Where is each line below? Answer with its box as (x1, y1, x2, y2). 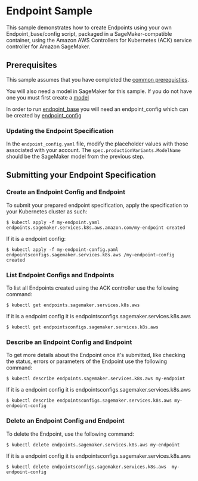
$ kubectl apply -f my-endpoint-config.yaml (6, 246, 119, 253)
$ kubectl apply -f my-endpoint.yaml (6, 219, 100, 225)
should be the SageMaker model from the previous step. (6, 153, 145, 160)
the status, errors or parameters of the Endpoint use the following (6, 358, 168, 365)
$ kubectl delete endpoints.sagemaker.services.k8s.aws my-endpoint (6, 442, 180, 448)
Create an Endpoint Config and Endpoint (6, 188, 125, 196)
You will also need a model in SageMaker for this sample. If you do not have (6, 88, 193, 95)
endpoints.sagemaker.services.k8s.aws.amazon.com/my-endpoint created (6, 225, 185, 231)
